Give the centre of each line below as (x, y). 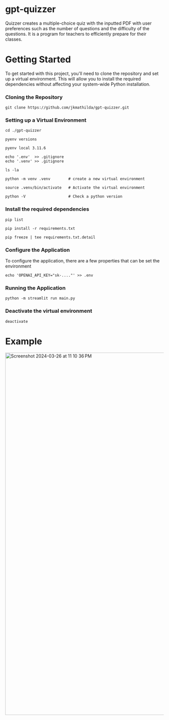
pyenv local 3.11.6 (26, 148)
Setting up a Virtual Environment (46, 120)
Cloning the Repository (34, 97)
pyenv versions (21, 139)
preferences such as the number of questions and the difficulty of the (77, 28)
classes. (14, 39)
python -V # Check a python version (64, 197)
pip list (14, 220)
